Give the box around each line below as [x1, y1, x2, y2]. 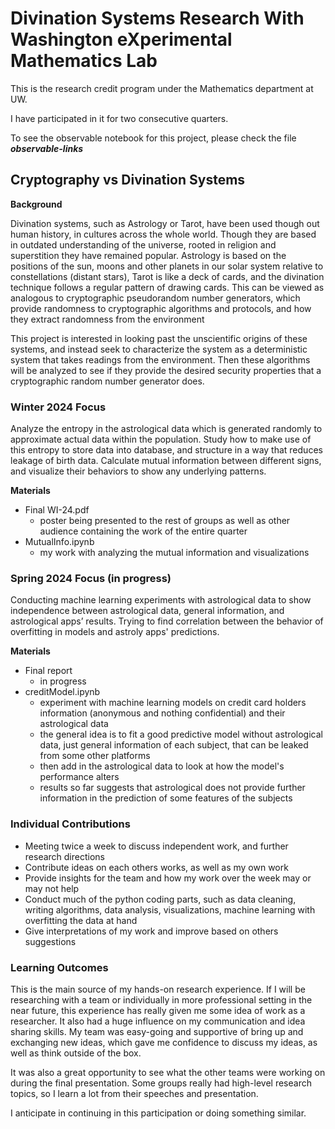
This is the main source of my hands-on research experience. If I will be [10, 983, 306, 995]
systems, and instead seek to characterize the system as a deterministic [10, 343, 308, 355]
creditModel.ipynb [24, 686, 101, 698]
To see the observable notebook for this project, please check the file [10, 132, 297, 144]
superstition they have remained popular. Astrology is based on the [10, 249, 287, 261]
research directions [24, 850, 105, 862]
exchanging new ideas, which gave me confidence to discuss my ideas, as [10, 1036, 318, 1048]
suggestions [24, 935, 77, 947]
